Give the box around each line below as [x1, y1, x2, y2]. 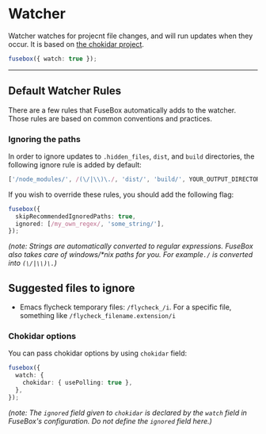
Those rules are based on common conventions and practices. [8, 113, 212, 123]
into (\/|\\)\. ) [8, 259, 58, 268]
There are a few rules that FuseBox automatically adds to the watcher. [8, 105, 237, 115]
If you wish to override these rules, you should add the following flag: [8, 190, 234, 199]
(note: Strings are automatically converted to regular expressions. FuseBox [8, 241, 253, 251]
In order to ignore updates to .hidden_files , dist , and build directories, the [8, 152, 255, 161]
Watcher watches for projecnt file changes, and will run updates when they [8, 31, 253, 40]
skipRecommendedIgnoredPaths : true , [15, 212, 136, 221]
